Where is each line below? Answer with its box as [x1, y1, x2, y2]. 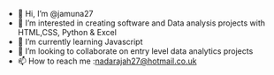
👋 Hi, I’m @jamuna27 [17, 9, 94, 19]
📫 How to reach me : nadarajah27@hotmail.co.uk [17, 56, 197, 66]
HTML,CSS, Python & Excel [17, 27, 118, 37]
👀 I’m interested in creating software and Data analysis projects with [17, 18, 266, 28]
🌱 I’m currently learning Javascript [17, 36, 143, 47]
